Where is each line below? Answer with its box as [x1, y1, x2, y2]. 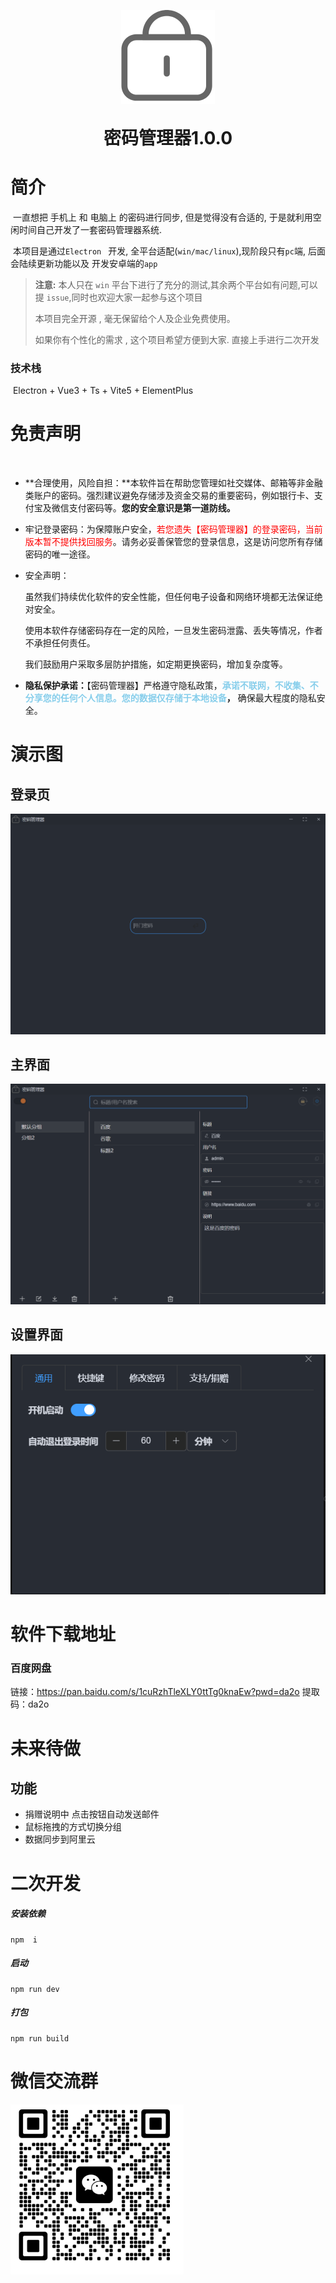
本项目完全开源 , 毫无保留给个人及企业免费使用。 [34, 312, 236, 324]
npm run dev [10, 1984, 60, 1994]
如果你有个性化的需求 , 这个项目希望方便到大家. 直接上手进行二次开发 [34, 333, 320, 345]
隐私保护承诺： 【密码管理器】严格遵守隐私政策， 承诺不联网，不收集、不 [24, 680, 319, 692]
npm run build [10, 2033, 70, 2044]
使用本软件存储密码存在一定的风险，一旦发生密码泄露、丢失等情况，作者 [24, 625, 323, 637]
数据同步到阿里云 [24, 1833, 96, 1845]
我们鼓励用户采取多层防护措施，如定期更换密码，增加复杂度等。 [24, 658, 288, 670]
